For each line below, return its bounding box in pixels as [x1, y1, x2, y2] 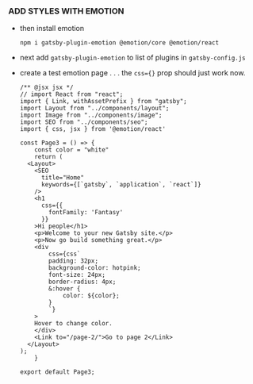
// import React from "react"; [19, 90, 124, 98]
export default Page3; [19, 368, 95, 376]
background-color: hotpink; [48, 264, 141, 272]
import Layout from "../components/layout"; [19, 105, 170, 113]
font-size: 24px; [48, 271, 105, 279]
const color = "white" [34, 146, 109, 154]
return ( [34, 153, 63, 161]
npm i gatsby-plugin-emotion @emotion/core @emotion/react [19, 39, 220, 47]
